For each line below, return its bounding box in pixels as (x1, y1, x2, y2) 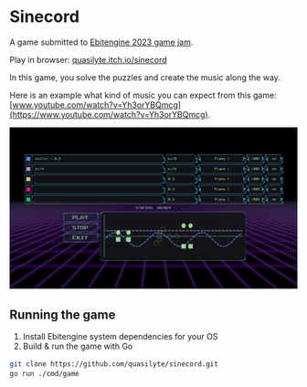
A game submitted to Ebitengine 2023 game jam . (9, 37, 194, 47)
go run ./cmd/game (9, 370, 79, 379)
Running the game (9, 307, 116, 322)
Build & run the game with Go (22, 340, 133, 352)
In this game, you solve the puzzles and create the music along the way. (9, 71, 281, 83)
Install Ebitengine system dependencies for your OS (22, 331, 218, 342)
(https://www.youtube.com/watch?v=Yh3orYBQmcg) (9, 109, 208, 120)
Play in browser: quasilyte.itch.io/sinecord (9, 54, 167, 65)
